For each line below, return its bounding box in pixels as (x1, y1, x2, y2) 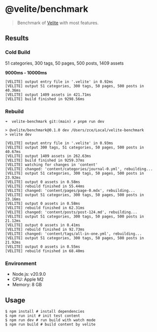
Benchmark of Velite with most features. (17, 20, 99, 26)
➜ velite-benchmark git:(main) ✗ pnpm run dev (5, 119, 105, 124)
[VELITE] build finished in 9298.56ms (5, 96, 85, 102)
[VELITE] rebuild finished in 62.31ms (5, 205, 85, 210)
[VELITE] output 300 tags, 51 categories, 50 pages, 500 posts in (5, 145, 144, 150)
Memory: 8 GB (12, 282, 42, 288)
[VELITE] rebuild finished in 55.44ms (5, 184, 85, 188)
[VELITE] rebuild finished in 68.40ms (5, 248, 85, 254)
